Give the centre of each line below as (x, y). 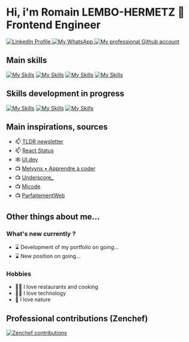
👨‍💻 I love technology (40, 293)
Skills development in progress (65, 94)
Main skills (27, 60)
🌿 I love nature (33, 299)
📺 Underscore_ (34, 178)
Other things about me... (53, 217)
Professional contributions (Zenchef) (77, 318)
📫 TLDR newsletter (39, 142)
